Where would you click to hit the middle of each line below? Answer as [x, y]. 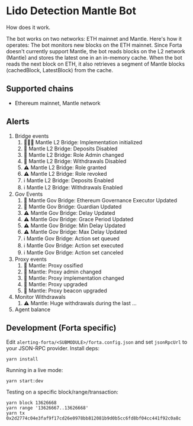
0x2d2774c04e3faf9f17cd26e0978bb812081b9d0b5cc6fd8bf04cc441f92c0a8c [94, 418]
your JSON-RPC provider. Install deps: [53, 348]
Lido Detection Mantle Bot [71, 11]
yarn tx [16, 413]
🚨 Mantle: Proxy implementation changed [74, 278]
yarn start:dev [25, 381]
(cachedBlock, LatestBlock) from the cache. [60, 70]
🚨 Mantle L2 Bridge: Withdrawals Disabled [75, 161]
